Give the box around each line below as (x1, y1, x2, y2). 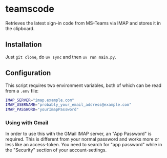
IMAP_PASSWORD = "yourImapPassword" (5, 107, 79, 112)
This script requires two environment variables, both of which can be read (5, 82, 162, 88)
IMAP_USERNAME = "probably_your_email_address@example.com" (5, 102, 132, 107)
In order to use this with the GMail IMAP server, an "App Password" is (5, 131, 152, 137)
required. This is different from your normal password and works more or (5, 136, 160, 142)
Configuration (5, 69, 51, 77)
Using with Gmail (5, 119, 49, 126)
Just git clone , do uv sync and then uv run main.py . (5, 54, 116, 60)
